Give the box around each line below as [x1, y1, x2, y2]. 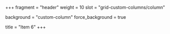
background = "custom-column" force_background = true [5, 14, 126, 20]
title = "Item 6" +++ [5, 24, 46, 30]
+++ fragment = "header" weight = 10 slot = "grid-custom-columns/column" [5, 5, 165, 10]
